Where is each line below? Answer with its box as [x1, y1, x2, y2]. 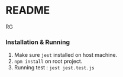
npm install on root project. [14, 57, 83, 65]
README [5, 4, 50, 17]
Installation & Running [5, 38, 70, 46]
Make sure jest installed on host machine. [14, 52, 118, 59]
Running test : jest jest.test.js [14, 64, 95, 71]
